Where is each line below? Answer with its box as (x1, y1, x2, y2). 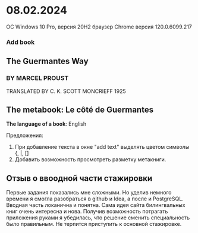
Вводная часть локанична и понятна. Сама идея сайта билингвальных (6, 202, 186, 209)
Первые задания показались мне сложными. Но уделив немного (6, 189, 172, 196)
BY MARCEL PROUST (6, 74, 69, 82)
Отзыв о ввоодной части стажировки (6, 173, 153, 183)
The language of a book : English (6, 120, 87, 127)
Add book (6, 38, 35, 46)
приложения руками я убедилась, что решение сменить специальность (6, 214, 190, 221)
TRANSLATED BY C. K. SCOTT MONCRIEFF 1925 (6, 87, 126, 95)
